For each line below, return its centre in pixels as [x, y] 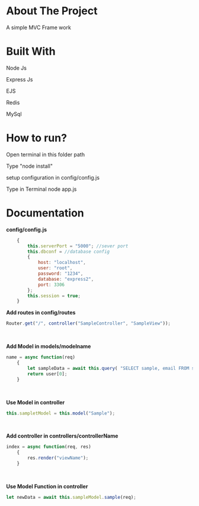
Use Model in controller [36, 402]
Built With [31, 51]
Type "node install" [30, 166]
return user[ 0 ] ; [47, 374]
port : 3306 [51, 285]
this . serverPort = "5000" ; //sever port [78, 246]
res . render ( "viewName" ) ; [58, 458]
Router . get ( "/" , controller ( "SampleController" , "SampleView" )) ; [88, 323]
